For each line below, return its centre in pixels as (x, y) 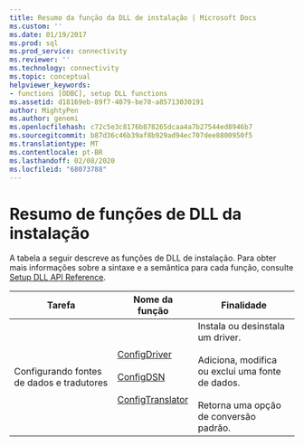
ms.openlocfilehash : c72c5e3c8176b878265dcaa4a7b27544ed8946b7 (131, 128)
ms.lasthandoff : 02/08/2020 (62, 161)
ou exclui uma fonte (240, 372)
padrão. (214, 428)
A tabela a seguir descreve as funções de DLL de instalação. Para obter (143, 258)
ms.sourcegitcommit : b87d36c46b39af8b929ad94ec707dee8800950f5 (131, 136)
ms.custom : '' (36, 26)
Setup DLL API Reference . (58, 278)
